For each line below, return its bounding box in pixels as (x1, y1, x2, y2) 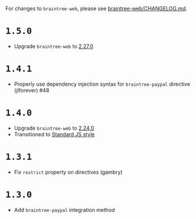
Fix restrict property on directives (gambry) (13, 169, 123, 176)
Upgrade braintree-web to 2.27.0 (13, 42, 93, 49)
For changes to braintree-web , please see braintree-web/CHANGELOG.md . (5, 5, 187, 12)
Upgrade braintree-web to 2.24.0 (13, 124, 94, 132)
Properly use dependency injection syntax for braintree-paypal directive (13, 80, 190, 87)
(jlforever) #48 (13, 86, 49, 93)
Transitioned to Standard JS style (13, 130, 95, 137)
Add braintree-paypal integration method (13, 206, 115, 213)
